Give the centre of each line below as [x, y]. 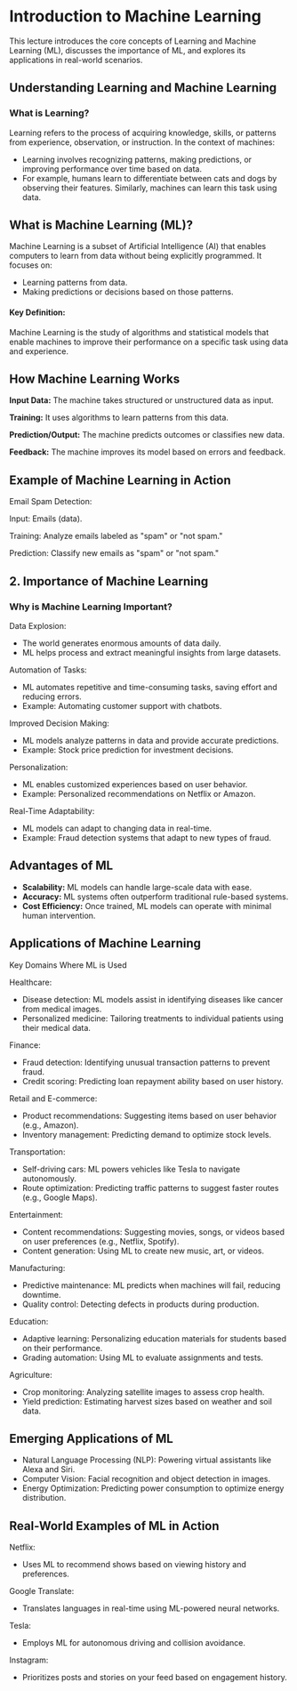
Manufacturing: [37, 1268]
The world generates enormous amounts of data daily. [121, 643]
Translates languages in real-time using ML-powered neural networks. [151, 1608]
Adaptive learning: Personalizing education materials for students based [154, 1338]
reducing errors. [52, 697]
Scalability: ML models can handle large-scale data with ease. [136, 887]
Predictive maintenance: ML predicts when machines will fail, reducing [151, 1285]
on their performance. [62, 1348]
